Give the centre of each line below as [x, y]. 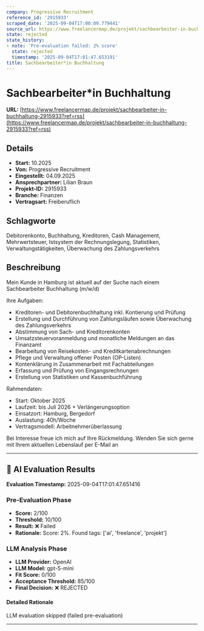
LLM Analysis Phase [37, 548]
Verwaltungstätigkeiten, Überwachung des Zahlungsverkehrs [83, 249]
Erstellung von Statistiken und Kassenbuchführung [78, 377]
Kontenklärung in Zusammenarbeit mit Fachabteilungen [84, 364]
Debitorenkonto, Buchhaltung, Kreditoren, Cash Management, [83, 235]
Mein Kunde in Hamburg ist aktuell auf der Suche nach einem [83, 282]
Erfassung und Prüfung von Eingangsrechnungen [77, 370]
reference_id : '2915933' [38, 18]
